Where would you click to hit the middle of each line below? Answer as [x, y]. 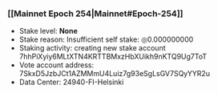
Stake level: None [48, 31]
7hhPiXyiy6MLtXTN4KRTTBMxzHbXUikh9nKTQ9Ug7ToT [113, 57]
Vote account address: [57, 65]
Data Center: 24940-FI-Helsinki [71, 82]
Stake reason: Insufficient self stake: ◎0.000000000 [106, 39]
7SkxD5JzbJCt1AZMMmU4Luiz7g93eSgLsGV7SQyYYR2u [114, 74]
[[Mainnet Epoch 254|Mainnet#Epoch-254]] [95, 14]
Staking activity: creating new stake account [92, 48]
